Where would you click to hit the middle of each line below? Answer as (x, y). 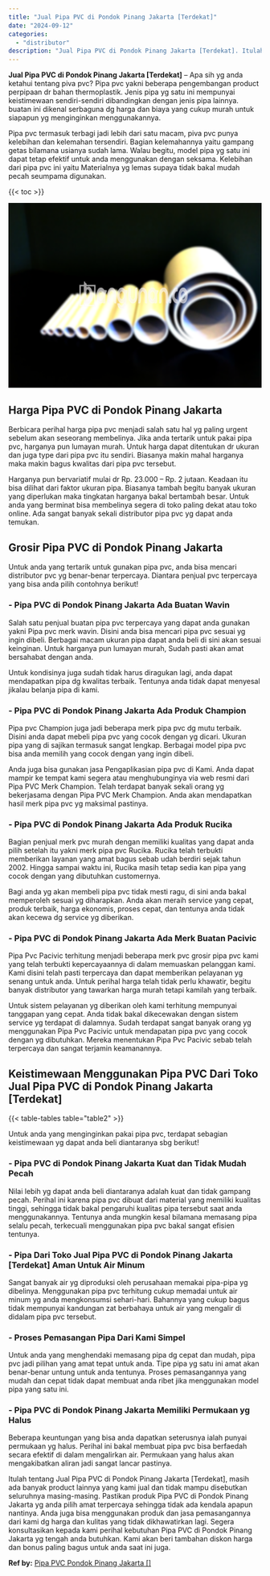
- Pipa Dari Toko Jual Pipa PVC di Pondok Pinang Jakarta (121, 1255)
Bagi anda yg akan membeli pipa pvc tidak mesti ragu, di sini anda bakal (127, 892)
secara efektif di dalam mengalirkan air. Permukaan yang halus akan (121, 1455)
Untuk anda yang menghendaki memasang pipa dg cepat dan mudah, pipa (132, 1355)
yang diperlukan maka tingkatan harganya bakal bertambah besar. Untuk (129, 496)
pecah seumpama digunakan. (57, 176)
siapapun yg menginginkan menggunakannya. (85, 118)
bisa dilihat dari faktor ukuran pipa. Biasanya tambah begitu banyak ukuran (132, 488)
